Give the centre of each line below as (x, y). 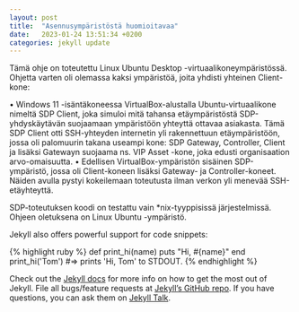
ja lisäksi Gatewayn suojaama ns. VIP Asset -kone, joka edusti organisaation (149, 152)
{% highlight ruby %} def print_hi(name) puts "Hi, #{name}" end (128, 252)
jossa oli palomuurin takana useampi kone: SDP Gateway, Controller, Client (147, 143)
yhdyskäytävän (37, 124)
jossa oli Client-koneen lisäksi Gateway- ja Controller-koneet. (163, 171)
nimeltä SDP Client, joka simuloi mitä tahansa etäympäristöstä (123, 114)
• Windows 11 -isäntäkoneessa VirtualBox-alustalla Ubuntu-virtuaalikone (143, 105)
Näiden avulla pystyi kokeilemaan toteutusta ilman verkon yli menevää (139, 181)
